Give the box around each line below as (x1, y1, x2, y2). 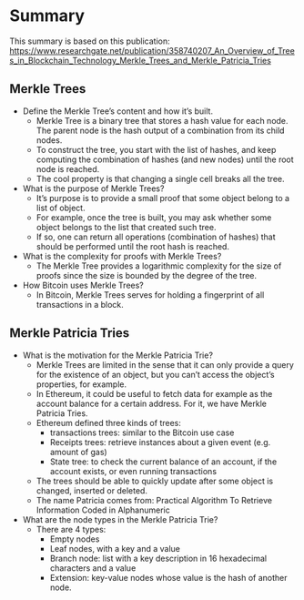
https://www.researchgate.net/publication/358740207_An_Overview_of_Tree (9, 45, 296, 56)
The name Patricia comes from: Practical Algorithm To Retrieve (35, 494, 273, 505)
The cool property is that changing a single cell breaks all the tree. (35, 173, 285, 184)
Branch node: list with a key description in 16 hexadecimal (49, 553, 267, 564)
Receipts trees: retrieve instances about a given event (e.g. (49, 436, 271, 447)
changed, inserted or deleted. (35, 484, 148, 496)
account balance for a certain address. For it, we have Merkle (35, 398, 267, 409)
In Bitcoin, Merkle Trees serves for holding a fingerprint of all (35, 289, 265, 300)
